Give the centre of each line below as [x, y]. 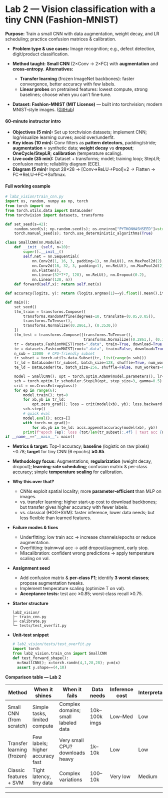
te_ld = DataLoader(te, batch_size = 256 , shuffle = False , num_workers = [88, 368]
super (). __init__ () [43, 252]
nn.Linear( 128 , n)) [52, 280]
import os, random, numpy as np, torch [47, 201]
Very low [120, 777]
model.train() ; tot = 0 [46, 395]
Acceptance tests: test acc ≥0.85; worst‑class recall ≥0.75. [81, 594]
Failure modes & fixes [35, 528]
